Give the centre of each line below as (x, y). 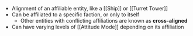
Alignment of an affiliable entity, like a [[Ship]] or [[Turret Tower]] (90, 8)
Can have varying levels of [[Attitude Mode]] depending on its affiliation (98, 27)
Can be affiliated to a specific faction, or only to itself (75, 15)
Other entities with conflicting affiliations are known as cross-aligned (104, 21)
